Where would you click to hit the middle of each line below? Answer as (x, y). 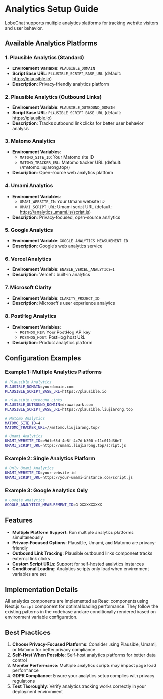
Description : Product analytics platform (52, 342)
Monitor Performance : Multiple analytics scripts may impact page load (84, 666)
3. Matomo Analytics (30, 141)
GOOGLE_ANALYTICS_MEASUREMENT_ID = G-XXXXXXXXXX (54, 505)
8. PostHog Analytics (31, 316)
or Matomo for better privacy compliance (54, 650)
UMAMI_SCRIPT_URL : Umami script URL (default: (66, 207)
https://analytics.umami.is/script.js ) (55, 212)
